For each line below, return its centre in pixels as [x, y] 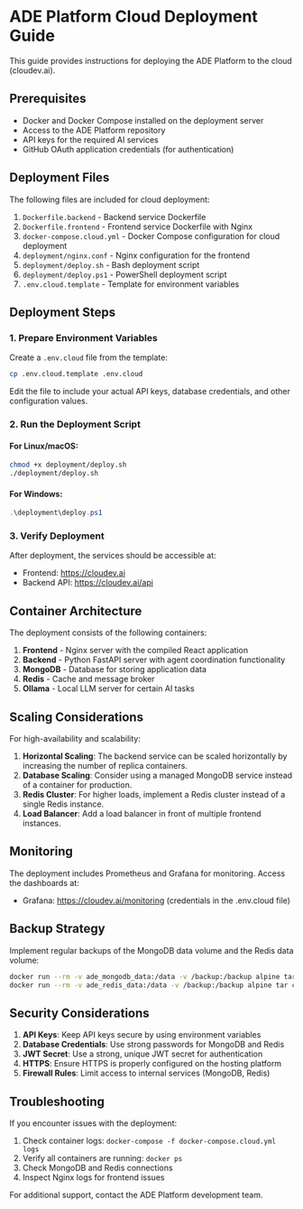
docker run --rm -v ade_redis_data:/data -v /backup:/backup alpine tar [149, 985]
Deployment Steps [62, 312]
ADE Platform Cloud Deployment [134, 17]
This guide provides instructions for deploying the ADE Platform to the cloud [151, 60]
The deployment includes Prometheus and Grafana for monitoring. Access [147, 873]
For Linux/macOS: [44, 446]
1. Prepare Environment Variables [83, 337]
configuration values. [49, 401]
